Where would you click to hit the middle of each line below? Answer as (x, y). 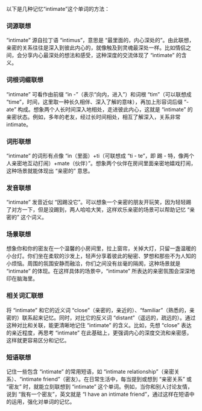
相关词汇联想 (25, 296)
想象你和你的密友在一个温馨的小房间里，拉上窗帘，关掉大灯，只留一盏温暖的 (101, 248)
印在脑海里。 (22, 278)
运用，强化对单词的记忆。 (43, 402)
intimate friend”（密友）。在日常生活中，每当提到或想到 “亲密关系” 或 (107, 379)
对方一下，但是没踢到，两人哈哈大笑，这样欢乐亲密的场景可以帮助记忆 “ (100, 210)
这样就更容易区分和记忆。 (38, 340)
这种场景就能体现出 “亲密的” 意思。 (50, 171)
